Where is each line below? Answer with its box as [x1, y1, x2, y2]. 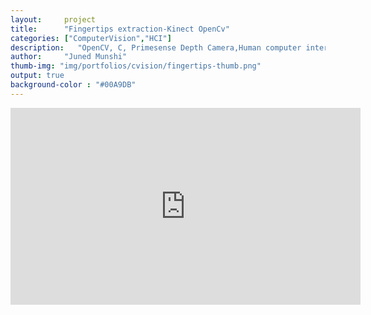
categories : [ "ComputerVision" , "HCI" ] [10, 33, 172, 43]
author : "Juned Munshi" [10, 52, 128, 62]
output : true [10, 71, 65, 81]
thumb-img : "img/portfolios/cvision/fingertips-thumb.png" [10, 61, 262, 71]
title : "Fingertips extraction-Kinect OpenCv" [10, 24, 230, 34]
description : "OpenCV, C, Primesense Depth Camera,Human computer [10, 42, 302, 53]
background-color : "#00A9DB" [10, 80, 137, 90]
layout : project [10, 14, 97, 25]
